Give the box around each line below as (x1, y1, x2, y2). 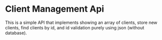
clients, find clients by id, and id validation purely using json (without (5, 24, 145, 30)
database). (5, 30, 27, 36)
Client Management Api (5, 3, 104, 15)
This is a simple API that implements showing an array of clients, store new (5, 20, 158, 25)
